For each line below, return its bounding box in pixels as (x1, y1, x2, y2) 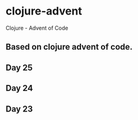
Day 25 (5, 62, 33, 73)
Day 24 (5, 83, 33, 93)
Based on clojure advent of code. (5, 42, 133, 52)
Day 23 (5, 104, 33, 114)
